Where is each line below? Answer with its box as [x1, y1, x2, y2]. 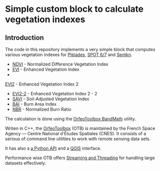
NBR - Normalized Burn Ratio [12, 107, 71, 112]
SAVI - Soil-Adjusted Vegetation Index [12, 96, 90, 102]
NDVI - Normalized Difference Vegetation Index [12, 61, 108, 67]
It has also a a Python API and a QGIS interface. [5, 145, 102, 151]
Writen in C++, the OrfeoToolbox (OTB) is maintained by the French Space [5, 125, 156, 131]
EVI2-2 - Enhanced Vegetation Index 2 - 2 [12, 91, 97, 96]
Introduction [5, 33, 44, 42]
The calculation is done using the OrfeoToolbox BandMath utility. [5, 116, 136, 121]
